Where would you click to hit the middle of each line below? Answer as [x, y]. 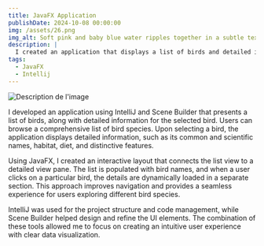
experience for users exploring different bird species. [94, 194]
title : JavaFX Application [52, 15]
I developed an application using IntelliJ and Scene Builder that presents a [128, 112]
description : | [33, 45]
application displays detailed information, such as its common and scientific [131, 137]
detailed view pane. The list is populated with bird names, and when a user [129, 169]
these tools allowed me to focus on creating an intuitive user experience [125, 226]
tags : [17, 60]
